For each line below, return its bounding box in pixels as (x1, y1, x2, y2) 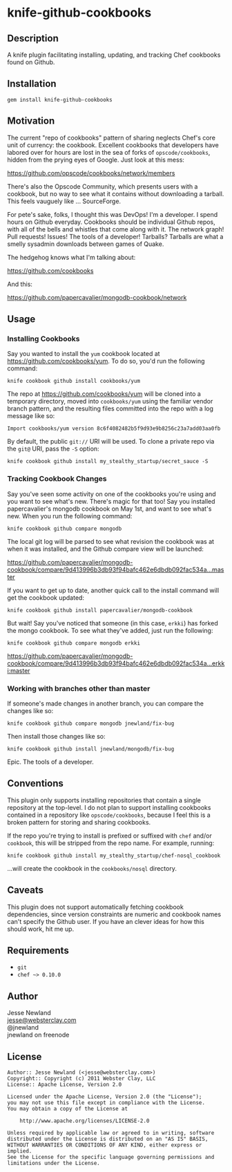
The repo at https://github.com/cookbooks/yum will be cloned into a (7, 390, 202, 398)
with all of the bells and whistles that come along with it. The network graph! (7, 225, 224, 233)
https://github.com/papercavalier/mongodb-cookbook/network (7, 293, 187, 301)
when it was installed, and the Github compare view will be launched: (7, 545, 204, 553)
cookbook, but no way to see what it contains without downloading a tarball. (7, 189, 224, 198)
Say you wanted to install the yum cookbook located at (7, 350, 160, 358)
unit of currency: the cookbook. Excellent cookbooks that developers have (7, 140, 219, 149)
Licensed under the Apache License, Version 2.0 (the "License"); (7, 1093, 202, 1100)
